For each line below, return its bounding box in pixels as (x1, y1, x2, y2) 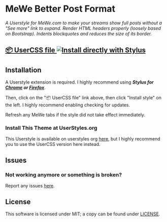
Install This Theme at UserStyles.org (5, 125, 97, 132)
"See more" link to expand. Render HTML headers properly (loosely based (5, 25, 161, 31)
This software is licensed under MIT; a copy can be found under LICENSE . (5, 211, 160, 217)
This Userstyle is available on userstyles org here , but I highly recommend (5, 136, 161, 142)
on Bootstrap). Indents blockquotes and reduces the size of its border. (5, 30, 152, 36)
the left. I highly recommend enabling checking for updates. (5, 102, 130, 108)
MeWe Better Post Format (5, 3, 116, 15)
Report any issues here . (5, 183, 55, 189)
